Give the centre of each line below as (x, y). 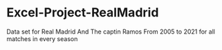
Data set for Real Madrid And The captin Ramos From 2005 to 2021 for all (111, 32)
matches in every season (42, 38)
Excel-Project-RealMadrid (83, 13)
